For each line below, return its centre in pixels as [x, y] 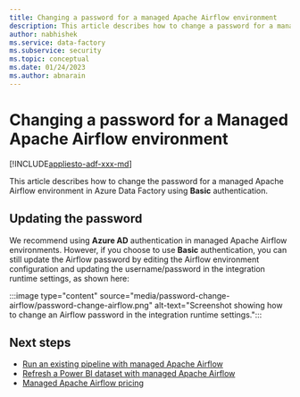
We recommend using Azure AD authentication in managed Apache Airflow [148, 240]
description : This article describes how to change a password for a [142, 26]
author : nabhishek [43, 34]
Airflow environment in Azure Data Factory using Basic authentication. [138, 190]
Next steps [40, 342]
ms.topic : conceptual [50, 59]
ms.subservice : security [55, 51]
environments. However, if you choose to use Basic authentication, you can [148, 249]
